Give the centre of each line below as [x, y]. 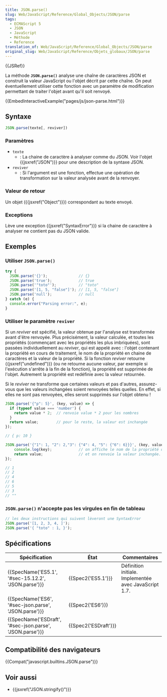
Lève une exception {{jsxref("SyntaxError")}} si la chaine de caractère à [79, 226]
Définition [132, 566]
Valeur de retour [25, 191]
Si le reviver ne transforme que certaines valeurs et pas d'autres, [72, 384]
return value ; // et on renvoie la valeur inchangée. [88, 454]
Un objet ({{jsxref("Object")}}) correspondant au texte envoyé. [69, 202]
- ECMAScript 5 [25, 24]
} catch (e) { [20, 299]
